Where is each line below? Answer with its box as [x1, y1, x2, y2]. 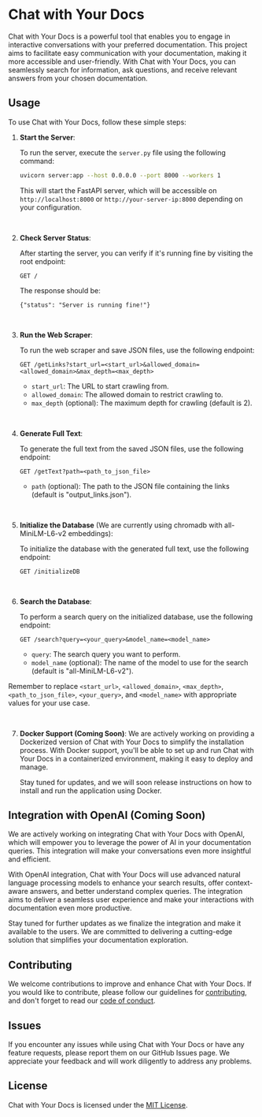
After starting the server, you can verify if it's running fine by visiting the [19, 248, 253, 258]
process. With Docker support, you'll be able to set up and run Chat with [19, 745, 254, 754]
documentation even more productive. [8, 903, 132, 913]
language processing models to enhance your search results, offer [8, 878, 224, 888]
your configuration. [19, 203, 83, 212]
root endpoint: [19, 256, 66, 266]
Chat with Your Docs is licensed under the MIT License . [8, 1100, 188, 1109]
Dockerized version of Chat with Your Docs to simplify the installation [19, 737, 245, 747]
